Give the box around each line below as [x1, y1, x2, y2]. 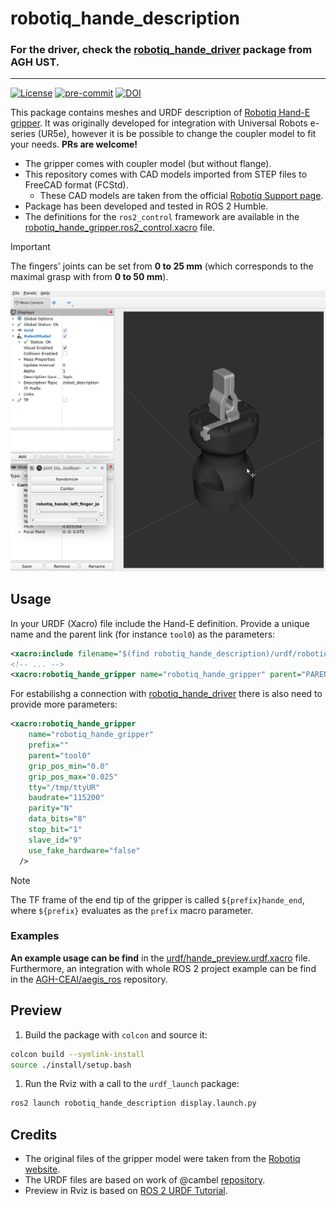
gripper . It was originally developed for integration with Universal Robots [10, 117, 308, 129]
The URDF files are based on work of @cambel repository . [24, 1174, 266, 1186]
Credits [10, 1126, 58, 1143]
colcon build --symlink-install [10, 1049, 145, 1059]
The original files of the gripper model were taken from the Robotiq [24, 1153, 301, 1165]
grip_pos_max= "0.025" [28, 772, 118, 782]
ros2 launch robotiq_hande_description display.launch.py [10, 1098, 257, 1109]
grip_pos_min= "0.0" [28, 761, 110, 771]
